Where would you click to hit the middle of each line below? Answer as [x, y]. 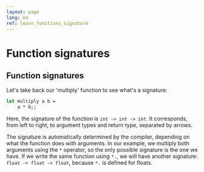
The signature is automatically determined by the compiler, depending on [98, 137]
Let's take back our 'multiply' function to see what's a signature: [87, 90]
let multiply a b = [31, 101]
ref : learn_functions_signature [47, 23]
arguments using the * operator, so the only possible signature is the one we [102, 150]
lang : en [17, 18]
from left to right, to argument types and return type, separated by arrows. [100, 125]
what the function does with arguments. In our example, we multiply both [98, 143]
